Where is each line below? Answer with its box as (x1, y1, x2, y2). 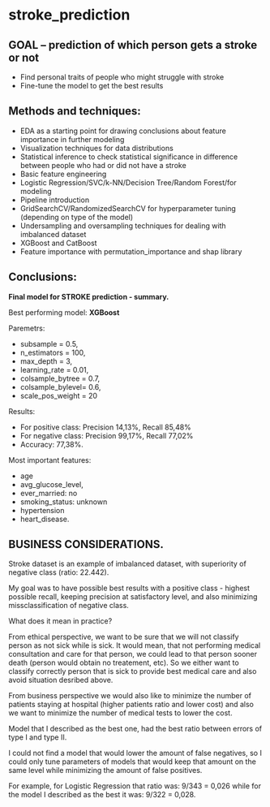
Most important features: (8, 455, 92, 464)
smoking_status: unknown (19, 497, 108, 507)
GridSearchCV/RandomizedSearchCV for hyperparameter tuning (19, 203, 237, 213)
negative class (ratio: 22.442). (8, 567, 109, 577)
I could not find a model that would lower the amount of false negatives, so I (8, 749, 262, 758)
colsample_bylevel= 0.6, (19, 382, 101, 391)
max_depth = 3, (19, 356, 73, 366)
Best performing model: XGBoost (8, 307, 120, 317)
